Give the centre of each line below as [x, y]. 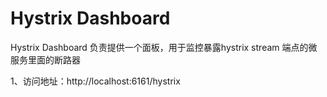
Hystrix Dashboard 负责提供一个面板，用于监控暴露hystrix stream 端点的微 [164, 47]
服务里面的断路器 [45, 59]
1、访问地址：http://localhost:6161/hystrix [95, 81]
